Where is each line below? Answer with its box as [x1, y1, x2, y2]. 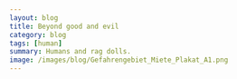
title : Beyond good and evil [9, 22, 119, 31]
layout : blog [9, 13, 59, 23]
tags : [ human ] [9, 38, 63, 48]
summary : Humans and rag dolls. [9, 47, 131, 56]
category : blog [9, 30, 67, 39]
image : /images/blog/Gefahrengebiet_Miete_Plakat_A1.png [9, 55, 229, 64]
